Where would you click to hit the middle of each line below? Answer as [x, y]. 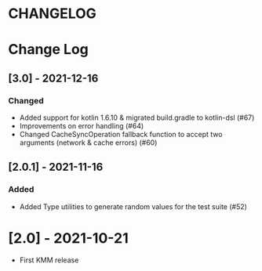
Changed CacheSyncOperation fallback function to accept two [121, 135]
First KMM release [49, 260]
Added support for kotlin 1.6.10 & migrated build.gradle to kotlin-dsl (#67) [137, 117]
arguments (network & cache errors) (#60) [88, 143]
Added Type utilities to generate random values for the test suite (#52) [133, 206]
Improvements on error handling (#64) [82, 126]
